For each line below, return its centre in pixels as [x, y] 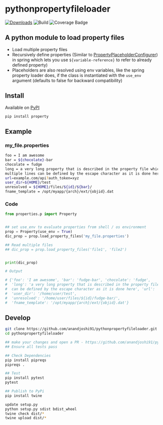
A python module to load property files [65, 38]
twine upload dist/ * [26, 418]
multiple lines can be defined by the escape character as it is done [78, 174]
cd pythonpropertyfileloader [34, 334]
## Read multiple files [29, 245]
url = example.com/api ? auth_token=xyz [42, 178]
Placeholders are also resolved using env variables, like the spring [78, 70]
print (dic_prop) [21, 263]
